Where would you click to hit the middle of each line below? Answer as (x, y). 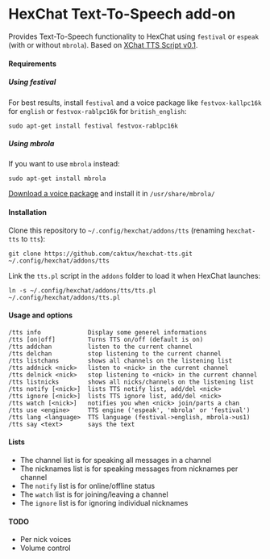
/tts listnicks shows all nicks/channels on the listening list (131, 382)
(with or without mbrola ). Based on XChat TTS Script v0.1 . (103, 44)
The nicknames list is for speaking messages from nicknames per (129, 469)
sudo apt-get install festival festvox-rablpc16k (93, 126)
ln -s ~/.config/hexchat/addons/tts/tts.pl (83, 290)
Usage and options (41, 315)
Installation (27, 212)
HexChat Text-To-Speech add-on (122, 14)
